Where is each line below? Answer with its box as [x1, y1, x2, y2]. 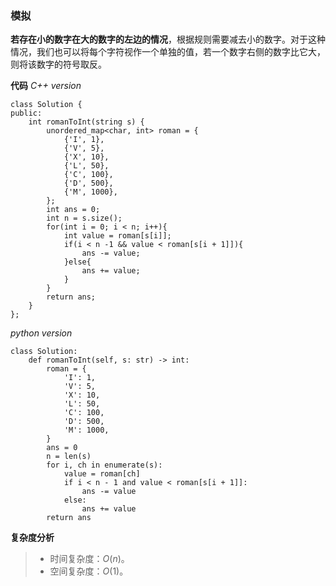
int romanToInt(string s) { [28, 117, 145, 127]
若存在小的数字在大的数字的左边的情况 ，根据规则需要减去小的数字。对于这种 [10, 33, 326, 46]
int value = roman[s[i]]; [63, 231, 172, 241]
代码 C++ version [10, 80, 82, 92]
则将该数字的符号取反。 [10, 58, 107, 71]
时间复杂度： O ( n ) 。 [49, 553, 130, 565]
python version [10, 327, 73, 339]
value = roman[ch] [63, 469, 141, 479]
